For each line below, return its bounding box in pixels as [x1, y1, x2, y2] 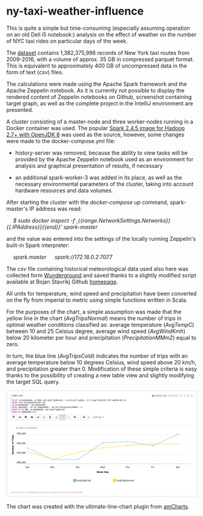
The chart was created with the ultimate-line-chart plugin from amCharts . [6, 503, 190, 511]
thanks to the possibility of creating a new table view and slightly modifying [6, 371, 195, 378]
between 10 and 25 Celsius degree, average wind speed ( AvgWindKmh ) [6, 327, 186, 335]
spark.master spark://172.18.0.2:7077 [13, 253, 113, 260]
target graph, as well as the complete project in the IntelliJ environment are [6, 99, 193, 107]
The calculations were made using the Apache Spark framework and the [6, 80, 187, 88]
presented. [6, 106, 33, 113]
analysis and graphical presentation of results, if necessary [15, 162, 163, 169]
